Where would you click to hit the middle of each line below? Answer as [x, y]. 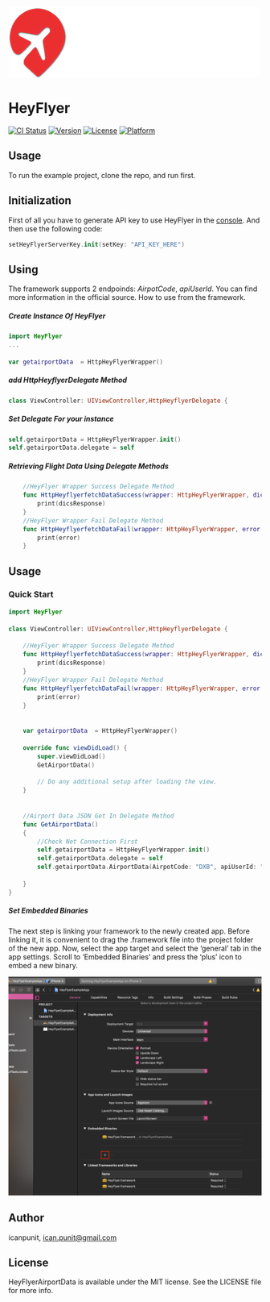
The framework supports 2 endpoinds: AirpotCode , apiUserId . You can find [133, 289]
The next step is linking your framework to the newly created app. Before [129, 931]
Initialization [40, 201]
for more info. [31, 1291]
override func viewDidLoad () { [75, 748]
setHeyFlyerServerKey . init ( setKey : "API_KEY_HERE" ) [96, 244]
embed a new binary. [43, 965]
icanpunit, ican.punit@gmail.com [63, 1238]
